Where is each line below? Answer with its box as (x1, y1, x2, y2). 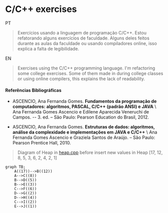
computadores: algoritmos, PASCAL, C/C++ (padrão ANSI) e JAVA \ (12, 103, 156, 109)
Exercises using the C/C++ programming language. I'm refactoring (17, 65, 155, 71)
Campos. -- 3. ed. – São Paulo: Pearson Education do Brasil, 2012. (12, 114, 149, 120)
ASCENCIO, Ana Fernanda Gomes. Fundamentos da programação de (12, 98, 157, 104)
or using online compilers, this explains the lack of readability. (17, 75, 145, 81)
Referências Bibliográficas (5, 87, 62, 93)
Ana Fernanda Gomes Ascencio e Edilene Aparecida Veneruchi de (12, 109, 149, 115)
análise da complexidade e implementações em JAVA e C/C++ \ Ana (12, 129, 157, 135)
